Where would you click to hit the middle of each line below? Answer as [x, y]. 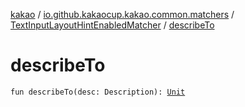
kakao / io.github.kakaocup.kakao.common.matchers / [122, 14]
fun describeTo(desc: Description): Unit [98, 92]
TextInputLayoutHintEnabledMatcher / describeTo [112, 25]
